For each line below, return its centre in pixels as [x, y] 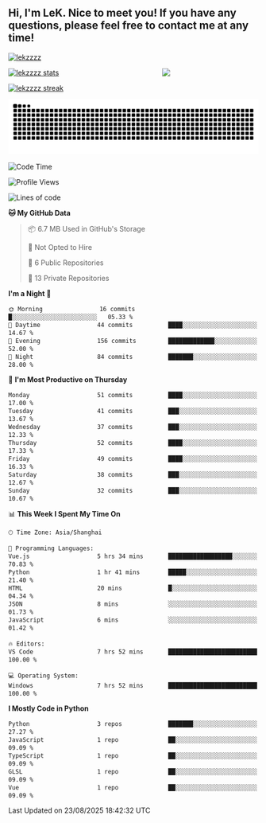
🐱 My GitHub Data [40, 213]
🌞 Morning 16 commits [72, 309]
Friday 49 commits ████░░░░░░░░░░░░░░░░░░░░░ [133, 458]
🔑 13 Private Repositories [68, 278]
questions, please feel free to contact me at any [128, 26]
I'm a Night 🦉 [30, 293]
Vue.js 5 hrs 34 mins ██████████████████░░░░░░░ [133, 556]
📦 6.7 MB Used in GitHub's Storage [86, 228]
